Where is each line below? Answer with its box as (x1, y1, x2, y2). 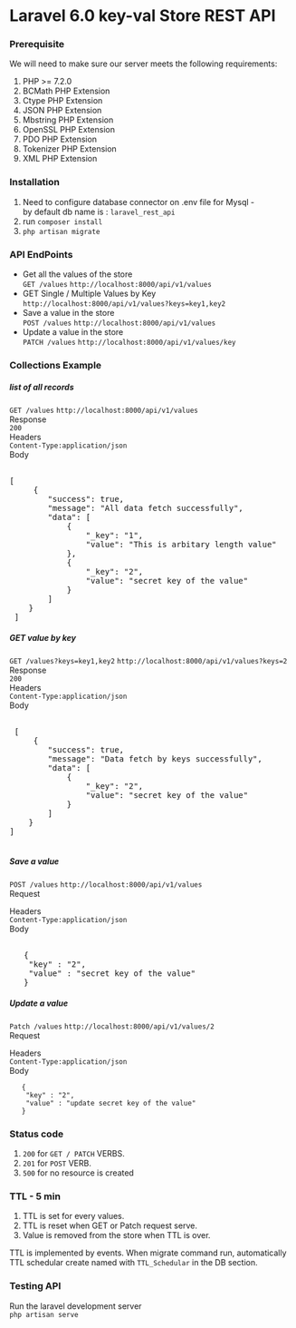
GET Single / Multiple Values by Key (22, 288, 157, 300)
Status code (9, 1127, 64, 1140)
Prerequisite (9, 38, 65, 51)
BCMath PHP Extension (22, 85, 110, 96)
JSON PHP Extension (22, 105, 102, 116)
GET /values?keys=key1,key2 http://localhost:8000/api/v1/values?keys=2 (9, 656, 288, 665)
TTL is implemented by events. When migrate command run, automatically (9, 1247, 287, 1258)
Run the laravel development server (9, 1300, 142, 1312)
